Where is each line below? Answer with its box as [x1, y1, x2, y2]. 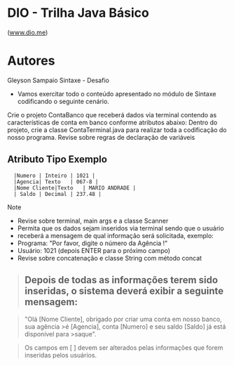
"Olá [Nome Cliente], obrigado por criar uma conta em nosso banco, [24, 315, 222, 323]
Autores [7, 53, 55, 69]
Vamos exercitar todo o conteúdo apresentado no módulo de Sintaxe [17, 89, 216, 98]
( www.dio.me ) [7, 28, 48, 37]
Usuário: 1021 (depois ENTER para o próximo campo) [17, 246, 170, 254]
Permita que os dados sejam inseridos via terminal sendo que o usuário [17, 223, 224, 233]
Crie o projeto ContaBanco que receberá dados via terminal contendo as [7, 110, 217, 119]
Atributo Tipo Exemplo [7, 153, 107, 166]
